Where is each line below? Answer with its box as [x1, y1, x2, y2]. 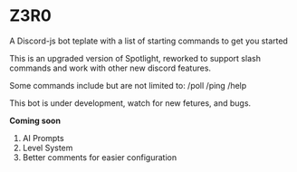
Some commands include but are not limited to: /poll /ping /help [9, 80, 247, 91]
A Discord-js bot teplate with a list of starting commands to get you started [9, 35, 288, 46]
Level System [22, 142, 73, 153]
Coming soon [9, 115, 62, 126]
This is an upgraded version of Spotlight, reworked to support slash [9, 53, 261, 63]
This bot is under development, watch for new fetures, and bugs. [9, 97, 252, 109]
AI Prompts [22, 132, 65, 143]
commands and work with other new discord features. [9, 62, 211, 73]
